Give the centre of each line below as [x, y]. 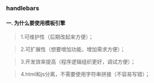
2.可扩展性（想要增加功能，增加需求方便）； [73, 49]
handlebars [23, 8]
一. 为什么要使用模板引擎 [36, 23]
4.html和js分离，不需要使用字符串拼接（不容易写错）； [85, 74]
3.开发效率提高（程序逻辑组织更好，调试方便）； [78, 62]
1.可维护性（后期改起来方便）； [57, 37]
